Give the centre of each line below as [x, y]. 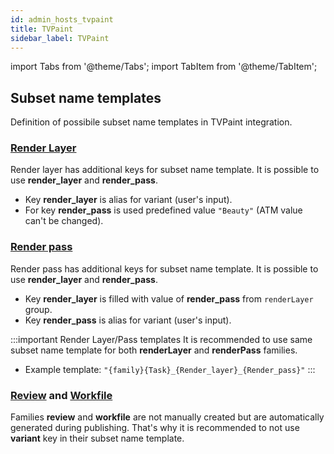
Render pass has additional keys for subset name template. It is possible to [164, 268]
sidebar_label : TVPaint [60, 38]
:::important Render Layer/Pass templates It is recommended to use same [161, 339]
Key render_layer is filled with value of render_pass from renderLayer [169, 298]
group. [38, 309]
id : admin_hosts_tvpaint [62, 19]
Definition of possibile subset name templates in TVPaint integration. [151, 122]
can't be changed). [64, 221]
